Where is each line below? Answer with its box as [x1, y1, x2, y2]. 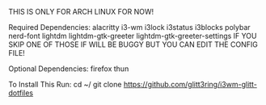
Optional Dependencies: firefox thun [8, 64, 129, 73]
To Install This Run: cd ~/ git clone [8, 80, 122, 89]
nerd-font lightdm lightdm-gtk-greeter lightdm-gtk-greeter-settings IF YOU [8, 31, 257, 40]
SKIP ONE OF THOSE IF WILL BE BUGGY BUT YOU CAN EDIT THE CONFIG [8, 40, 259, 49]
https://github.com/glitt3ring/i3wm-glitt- [123, 80, 257, 89]
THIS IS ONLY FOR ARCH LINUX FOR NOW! [8, 7, 154, 16]
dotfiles [8, 88, 34, 98]
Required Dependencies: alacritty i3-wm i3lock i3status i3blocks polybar [8, 23, 251, 31]
